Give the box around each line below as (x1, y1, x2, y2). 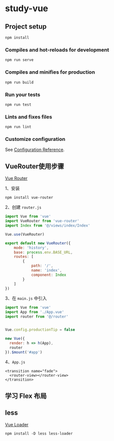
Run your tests (5, 91, 40, 98)
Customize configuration (5, 136, 66, 143)
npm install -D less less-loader (5, 431, 73, 436)
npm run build (5, 80, 34, 85)
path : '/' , (31, 264, 54, 268)
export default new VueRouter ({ (5, 241, 71, 246)
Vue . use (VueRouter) (5, 232, 45, 237)
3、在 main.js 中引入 (5, 295, 47, 301)
